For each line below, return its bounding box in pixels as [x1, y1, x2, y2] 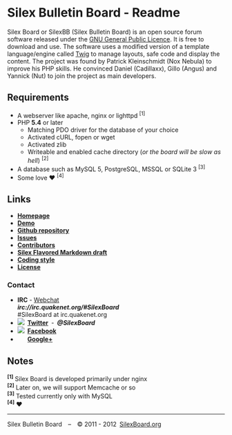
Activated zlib [27, 140, 67, 149]
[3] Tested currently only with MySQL [7, 390, 113, 400]
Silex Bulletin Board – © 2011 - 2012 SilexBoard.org [7, 420, 162, 428]
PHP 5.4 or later [17, 119, 64, 127]
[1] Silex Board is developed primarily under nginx [7, 374, 148, 383]
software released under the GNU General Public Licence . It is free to [7, 35, 204, 43]
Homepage [17, 212, 50, 220]
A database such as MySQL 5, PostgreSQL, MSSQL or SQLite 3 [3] [17, 164, 206, 173]
